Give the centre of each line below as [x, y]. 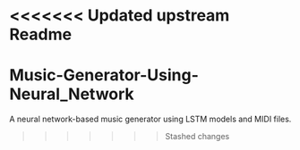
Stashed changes [197, 137]
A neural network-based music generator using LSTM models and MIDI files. [150, 119]
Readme [41, 34]
